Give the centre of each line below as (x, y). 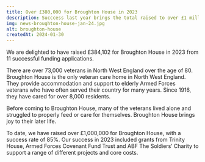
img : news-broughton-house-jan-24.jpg (56, 23)
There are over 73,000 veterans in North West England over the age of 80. (100, 70)
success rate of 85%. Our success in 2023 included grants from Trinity (95, 140)
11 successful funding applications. (50, 59)
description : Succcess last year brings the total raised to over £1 (97, 18)
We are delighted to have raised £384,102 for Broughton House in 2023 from (103, 52)
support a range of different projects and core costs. (72, 153)
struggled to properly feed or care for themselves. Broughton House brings (101, 115)
